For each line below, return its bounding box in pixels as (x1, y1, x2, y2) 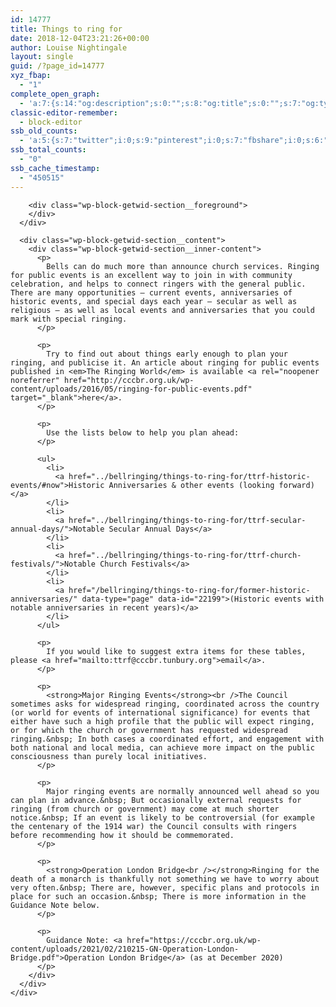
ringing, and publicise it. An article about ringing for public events (10, 357, 320, 368)
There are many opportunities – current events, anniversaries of (10, 287, 293, 298)
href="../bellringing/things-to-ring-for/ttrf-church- (68, 550, 302, 560)
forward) (278, 480, 315, 490)
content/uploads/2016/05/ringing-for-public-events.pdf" (10, 384, 253, 394)
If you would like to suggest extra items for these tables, (46, 646, 307, 656)
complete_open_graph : (10, 89, 101, 99)
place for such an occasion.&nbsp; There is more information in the (10, 891, 307, 901)
